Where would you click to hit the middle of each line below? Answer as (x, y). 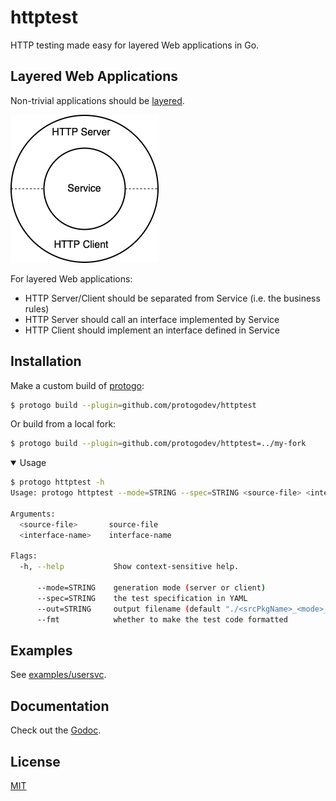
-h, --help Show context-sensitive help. (129, 567)
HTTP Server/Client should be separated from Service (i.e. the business (172, 298)
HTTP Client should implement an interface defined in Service (152, 330)
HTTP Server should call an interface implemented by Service (152, 319)
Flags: (24, 556)
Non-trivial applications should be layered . (97, 100)
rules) (37, 308)
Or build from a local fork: (63, 424)
